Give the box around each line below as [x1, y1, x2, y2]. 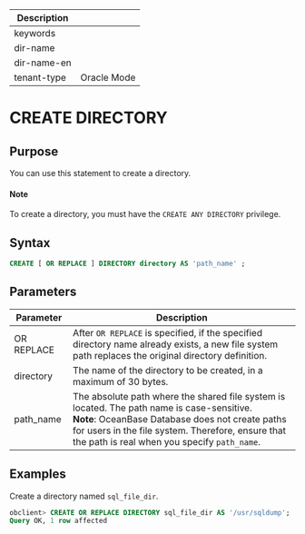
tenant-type [14, 72, 66, 84]
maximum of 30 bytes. [72, 375, 169, 388]
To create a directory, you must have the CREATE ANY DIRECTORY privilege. [9, 209, 281, 220]
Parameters [9, 284, 77, 300]
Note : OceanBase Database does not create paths [72, 412, 288, 425]
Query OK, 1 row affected [9, 517, 107, 526]
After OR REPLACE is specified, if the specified [72, 326, 263, 339]
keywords [14, 27, 56, 39]
